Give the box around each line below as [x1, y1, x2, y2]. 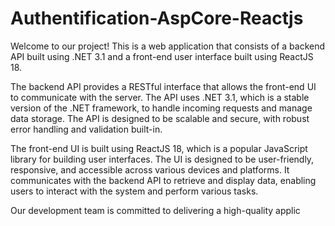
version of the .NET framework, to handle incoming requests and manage [10, 102, 313, 114]
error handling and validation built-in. [10, 123, 163, 135]
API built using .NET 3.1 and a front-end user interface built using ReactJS [10, 50, 314, 62]
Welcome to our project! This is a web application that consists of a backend [10, 40, 326, 52]
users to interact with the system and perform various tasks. [10, 185, 259, 197]
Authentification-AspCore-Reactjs [10, 7, 304, 30]
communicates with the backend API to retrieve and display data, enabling [10, 174, 317, 186]
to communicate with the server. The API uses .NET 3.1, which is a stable [10, 91, 310, 103]
